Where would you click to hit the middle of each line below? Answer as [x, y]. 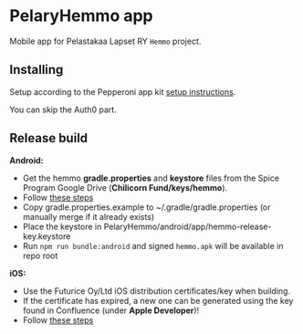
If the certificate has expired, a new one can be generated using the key [158, 300]
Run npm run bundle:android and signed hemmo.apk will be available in [153, 245]
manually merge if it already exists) [89, 216]
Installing [37, 70]
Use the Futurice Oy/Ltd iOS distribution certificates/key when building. [156, 291]
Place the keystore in [62, 226]
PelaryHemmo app [81, 16]
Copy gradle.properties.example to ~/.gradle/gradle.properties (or [146, 207]
